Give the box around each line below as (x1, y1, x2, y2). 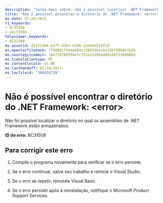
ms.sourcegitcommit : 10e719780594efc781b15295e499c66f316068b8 (5, 52, 136, 57)
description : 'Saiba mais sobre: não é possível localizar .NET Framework (5, 7, 160, 12)
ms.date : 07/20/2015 (5, 16, 47, 21)
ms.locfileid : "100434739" (5, 70, 60, 75)
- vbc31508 (5, 30, 27, 34)
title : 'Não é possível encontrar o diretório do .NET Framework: (5, 12, 142, 17)
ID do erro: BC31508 (5, 132, 46, 138)
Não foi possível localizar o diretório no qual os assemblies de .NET (5, 118, 140, 123)
